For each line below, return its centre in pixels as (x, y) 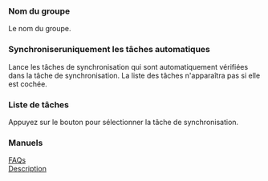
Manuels (26, 143)
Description (27, 169)
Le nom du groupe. (40, 29)
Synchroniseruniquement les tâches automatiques (109, 50)
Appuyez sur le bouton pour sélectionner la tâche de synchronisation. (124, 122)
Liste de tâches (39, 104)
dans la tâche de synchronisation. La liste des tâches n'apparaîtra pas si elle (134, 75)
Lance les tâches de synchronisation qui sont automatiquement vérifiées (128, 66)
